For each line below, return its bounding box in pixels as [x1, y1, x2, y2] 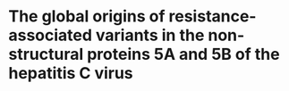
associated [8, 25, 93, 45]
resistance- [168, 6, 257, 27]
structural [8, 45, 84, 64]
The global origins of [8, 6, 166, 27]
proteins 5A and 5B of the [87, 45, 280, 64]
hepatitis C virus [8, 63, 133, 84]
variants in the [96, 25, 205, 45]
